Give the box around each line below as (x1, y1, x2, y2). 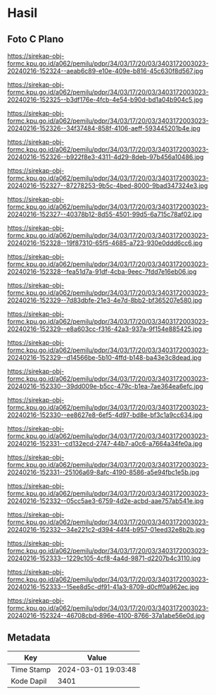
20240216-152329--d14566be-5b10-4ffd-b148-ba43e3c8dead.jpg (7, 353, 202, 361)
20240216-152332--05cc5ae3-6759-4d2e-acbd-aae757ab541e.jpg (7, 497, 204, 505)
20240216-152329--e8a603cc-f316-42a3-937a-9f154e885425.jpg (7, 325, 203, 333)
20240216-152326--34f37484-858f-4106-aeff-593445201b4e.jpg (7, 124, 201, 132)
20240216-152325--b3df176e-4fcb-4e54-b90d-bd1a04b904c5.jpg (7, 95, 203, 104)
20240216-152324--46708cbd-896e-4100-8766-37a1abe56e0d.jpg (7, 612, 205, 620)
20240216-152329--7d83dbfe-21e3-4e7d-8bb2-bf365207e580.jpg (7, 296, 203, 304)
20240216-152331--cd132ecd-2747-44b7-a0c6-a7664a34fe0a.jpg (7, 440, 203, 447)
